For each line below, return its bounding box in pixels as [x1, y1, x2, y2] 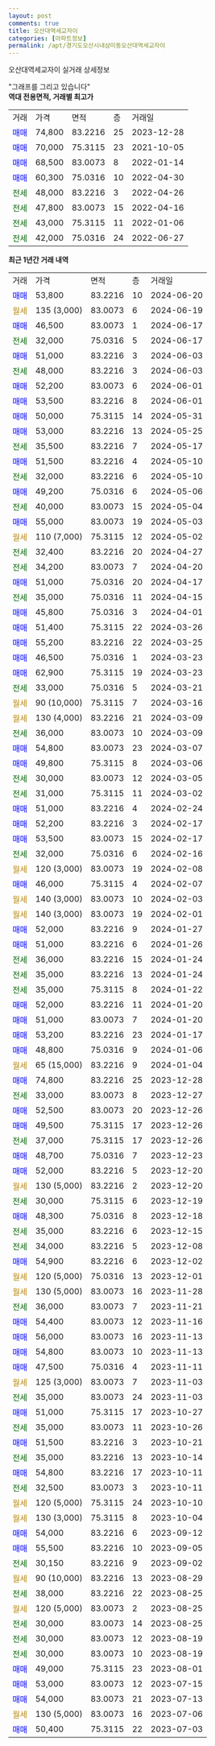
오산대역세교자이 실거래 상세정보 [8, 65, 110, 75]
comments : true [8, 19, 60, 27]
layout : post [8, 11, 52, 20]
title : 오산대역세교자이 [8, 27, 78, 35]
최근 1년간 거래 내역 [8, 255, 69, 265]
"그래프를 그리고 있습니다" [8, 82, 91, 92]
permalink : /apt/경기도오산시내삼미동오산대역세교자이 [8, 42, 166, 50]
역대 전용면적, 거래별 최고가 [8, 92, 94, 101]
